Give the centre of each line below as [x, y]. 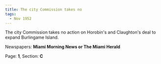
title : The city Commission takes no [44, 9]
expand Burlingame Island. [32, 37]
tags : [11, 14]
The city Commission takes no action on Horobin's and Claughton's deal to [80, 32]
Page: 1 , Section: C [24, 56]
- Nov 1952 [21, 18]
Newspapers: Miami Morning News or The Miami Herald [63, 47]
